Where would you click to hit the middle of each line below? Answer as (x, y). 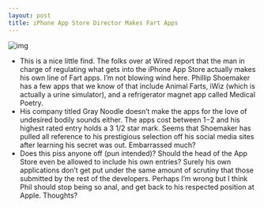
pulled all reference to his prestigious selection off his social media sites (137, 136)
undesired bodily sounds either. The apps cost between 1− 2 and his (130, 119)
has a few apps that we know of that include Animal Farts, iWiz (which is (137, 86)
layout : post (30, 15)
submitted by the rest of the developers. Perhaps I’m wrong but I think (134, 178)
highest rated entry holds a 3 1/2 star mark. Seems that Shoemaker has (135, 128)
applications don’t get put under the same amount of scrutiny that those (137, 170)
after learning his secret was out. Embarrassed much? (107, 145)
